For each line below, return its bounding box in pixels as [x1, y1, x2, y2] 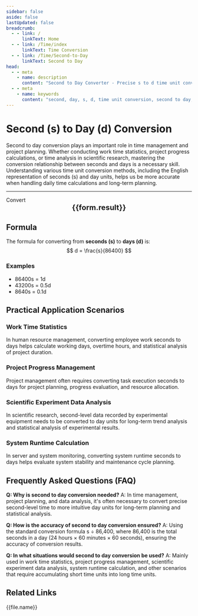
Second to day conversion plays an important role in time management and [6, 141, 189, 148]
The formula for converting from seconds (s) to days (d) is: [6, 238, 150, 245]
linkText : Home [21, 36, 60, 42]
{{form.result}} [71, 202, 127, 212]
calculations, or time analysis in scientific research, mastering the [6, 154, 165, 161]
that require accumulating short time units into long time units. [6, 571, 157, 578]
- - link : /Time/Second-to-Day [11, 53, 88, 59]
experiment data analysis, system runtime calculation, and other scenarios [6, 565, 187, 572]
